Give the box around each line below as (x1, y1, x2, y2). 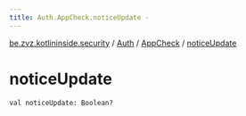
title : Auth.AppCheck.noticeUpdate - (9, 12, 150, 22)
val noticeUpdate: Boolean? (9, 98, 114, 107)
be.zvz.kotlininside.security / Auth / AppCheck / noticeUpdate (9, 37, 237, 48)
